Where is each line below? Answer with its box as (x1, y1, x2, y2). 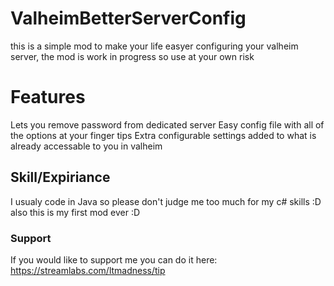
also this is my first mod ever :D (10, 206, 141, 218)
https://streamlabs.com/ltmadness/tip (10, 264, 166, 276)
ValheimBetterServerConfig (10, 7, 247, 30)
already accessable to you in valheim (10, 140, 163, 152)
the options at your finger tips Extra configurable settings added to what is (10, 129, 317, 141)
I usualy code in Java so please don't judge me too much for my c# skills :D (10, 195, 322, 207)
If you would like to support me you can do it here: (10, 253, 218, 266)
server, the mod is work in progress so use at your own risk (10, 50, 255, 62)
